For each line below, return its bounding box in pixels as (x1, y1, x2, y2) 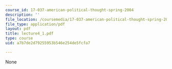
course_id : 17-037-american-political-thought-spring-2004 (5, 7, 134, 13)
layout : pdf (5, 26, 31, 31)
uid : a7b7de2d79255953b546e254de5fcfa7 (5, 41, 91, 46)
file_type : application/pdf (5, 21, 66, 27)
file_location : (5, 17, 38, 22)
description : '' (5, 12, 40, 17)
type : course (5, 36, 33, 41)
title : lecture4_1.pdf (5, 31, 54, 36)
